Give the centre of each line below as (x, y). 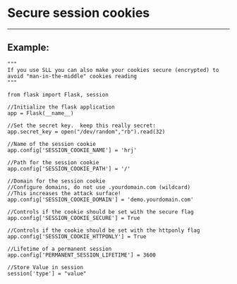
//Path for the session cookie (53, 162)
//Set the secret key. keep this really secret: (82, 125)
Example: (28, 48)
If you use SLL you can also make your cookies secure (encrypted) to (113, 70)
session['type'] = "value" (47, 273)
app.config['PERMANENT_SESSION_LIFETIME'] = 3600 (82, 255)
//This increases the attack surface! (64, 193)
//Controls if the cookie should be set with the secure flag (101, 212)
